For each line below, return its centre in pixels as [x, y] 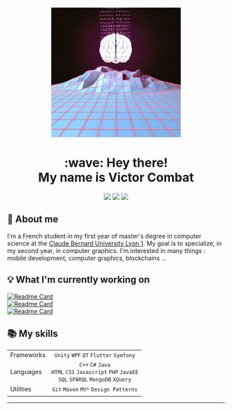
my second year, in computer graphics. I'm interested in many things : [106, 250]
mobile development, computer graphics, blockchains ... [87, 258]
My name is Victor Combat [116, 178]
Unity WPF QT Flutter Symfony [95, 356]
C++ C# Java [95, 365]
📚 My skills [33, 334]
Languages [26, 372]
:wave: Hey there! [116, 163]
